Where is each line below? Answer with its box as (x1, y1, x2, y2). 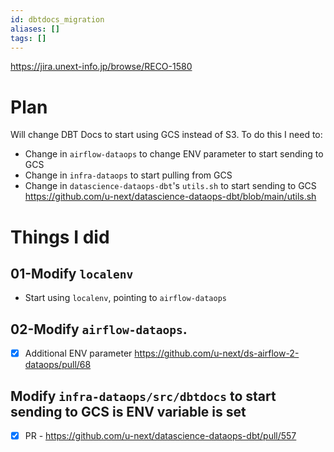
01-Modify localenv (10, 265, 134, 282)
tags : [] (10, 33, 47, 43)
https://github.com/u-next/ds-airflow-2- (134, 347, 300, 360)
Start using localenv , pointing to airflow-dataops (24, 292, 227, 304)
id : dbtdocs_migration (10, 14, 105, 25)
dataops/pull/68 (24, 359, 92, 371)
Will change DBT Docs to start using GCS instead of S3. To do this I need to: (10, 129, 323, 141)
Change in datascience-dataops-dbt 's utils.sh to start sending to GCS (24, 180, 317, 192)
